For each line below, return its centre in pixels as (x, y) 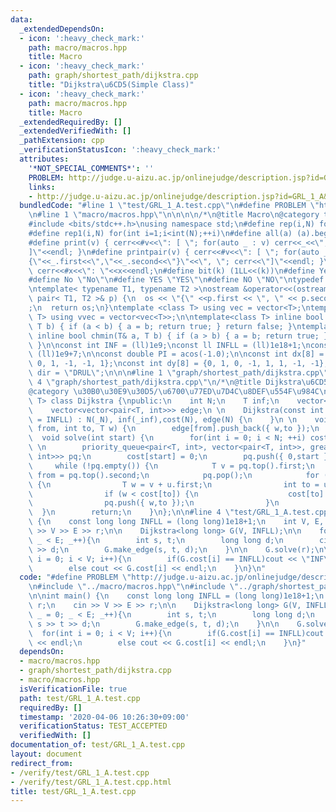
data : (21, 19)
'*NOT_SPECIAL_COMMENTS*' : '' (91, 168)
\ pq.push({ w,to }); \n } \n (154, 503)
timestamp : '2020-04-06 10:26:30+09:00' (104, 717)
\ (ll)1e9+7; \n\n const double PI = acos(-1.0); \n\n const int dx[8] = (176, 354)
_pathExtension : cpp (62, 141)
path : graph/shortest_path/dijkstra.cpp (113, 76)
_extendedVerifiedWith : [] (75, 131)
